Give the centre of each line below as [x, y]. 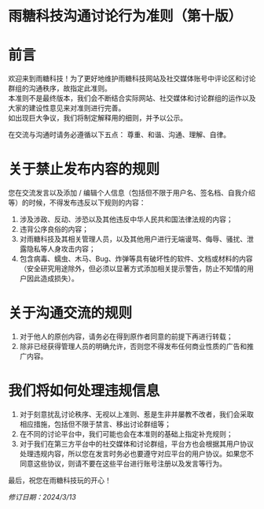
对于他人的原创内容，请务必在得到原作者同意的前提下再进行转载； [126, 336]
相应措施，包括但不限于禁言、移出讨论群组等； [95, 424]
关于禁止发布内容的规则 [84, 169]
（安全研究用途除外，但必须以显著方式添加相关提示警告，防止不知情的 [133, 269]
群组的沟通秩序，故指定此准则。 [60, 88]
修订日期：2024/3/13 [42, 496]
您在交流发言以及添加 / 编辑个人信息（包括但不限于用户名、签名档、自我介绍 [132, 193]
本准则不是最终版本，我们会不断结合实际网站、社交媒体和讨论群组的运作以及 [132, 98]
